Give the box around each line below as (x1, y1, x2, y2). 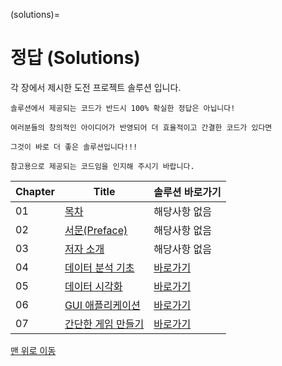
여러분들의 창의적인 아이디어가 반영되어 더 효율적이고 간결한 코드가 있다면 (10, 122, 273, 133)
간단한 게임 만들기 (64, 317, 145, 331)
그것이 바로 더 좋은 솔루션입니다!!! (10, 142, 138, 152)
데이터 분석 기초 (64, 260, 135, 274)
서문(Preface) (64, 223, 128, 237)
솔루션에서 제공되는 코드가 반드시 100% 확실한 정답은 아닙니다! (10, 103, 236, 113)
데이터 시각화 (64, 279, 123, 293)
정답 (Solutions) (10, 47, 141, 69)
